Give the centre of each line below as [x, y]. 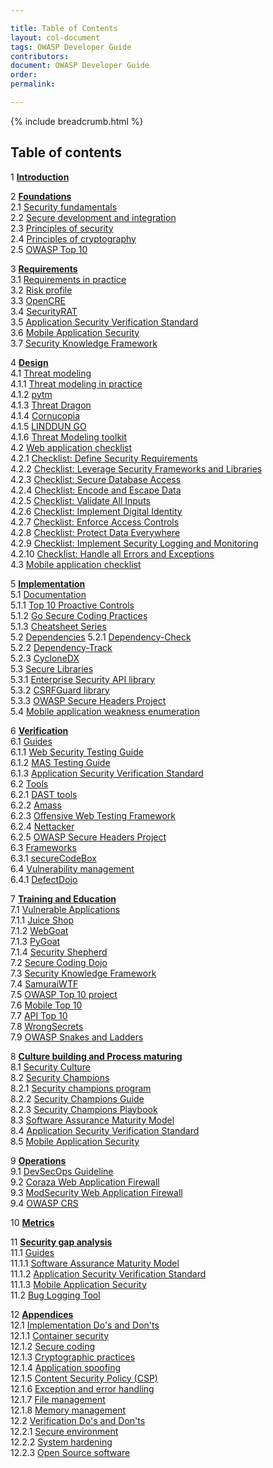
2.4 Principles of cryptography [73, 238]
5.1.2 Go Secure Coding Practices [79, 615]
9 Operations [38, 1160]
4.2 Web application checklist [71, 447]
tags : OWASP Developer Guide [71, 47]
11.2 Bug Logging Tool [55, 1295]
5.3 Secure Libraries [52, 668]
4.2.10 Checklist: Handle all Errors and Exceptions [112, 553]
